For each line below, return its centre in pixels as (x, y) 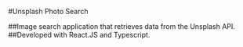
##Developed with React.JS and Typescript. (79, 35)
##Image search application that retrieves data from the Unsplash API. (121, 26)
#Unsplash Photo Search (48, 11)
